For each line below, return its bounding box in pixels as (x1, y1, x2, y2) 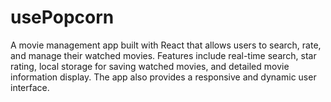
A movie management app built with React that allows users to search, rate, (10, 39, 322, 51)
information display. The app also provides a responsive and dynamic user (10, 71, 317, 83)
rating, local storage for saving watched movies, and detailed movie (10, 60, 290, 72)
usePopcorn (10, 6, 115, 29)
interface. (10, 81, 50, 93)
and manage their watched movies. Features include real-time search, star (10, 49, 317, 61)
